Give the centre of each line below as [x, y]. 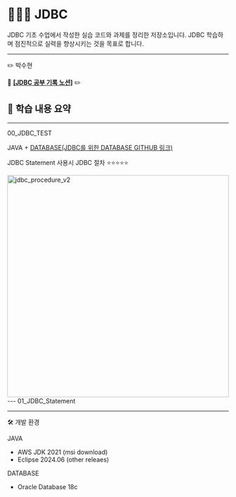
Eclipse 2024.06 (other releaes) [63, 459]
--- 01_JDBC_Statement [41, 400]
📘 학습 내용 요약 [39, 109]
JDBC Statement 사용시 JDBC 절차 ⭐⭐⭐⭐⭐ [68, 162]
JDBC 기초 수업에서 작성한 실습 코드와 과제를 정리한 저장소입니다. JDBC [106, 35]
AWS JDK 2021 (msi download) [63, 452]
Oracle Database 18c [48, 486]
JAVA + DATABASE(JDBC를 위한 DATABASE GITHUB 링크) [90, 147]
